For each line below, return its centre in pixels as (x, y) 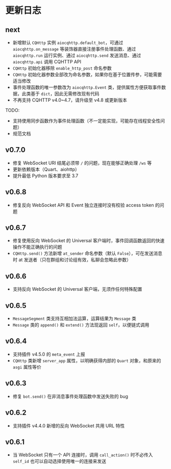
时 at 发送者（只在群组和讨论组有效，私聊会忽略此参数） (72, 260)
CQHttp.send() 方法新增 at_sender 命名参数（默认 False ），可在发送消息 (87, 253)
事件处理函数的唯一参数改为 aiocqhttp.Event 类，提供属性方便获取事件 (87, 87)
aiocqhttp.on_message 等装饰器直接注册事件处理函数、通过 (74, 49)
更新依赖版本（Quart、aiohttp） (46, 169)
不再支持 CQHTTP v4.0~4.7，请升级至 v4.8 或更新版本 (70, 100)
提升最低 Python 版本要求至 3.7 (45, 175)
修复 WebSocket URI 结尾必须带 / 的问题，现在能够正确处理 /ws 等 (82, 163)
